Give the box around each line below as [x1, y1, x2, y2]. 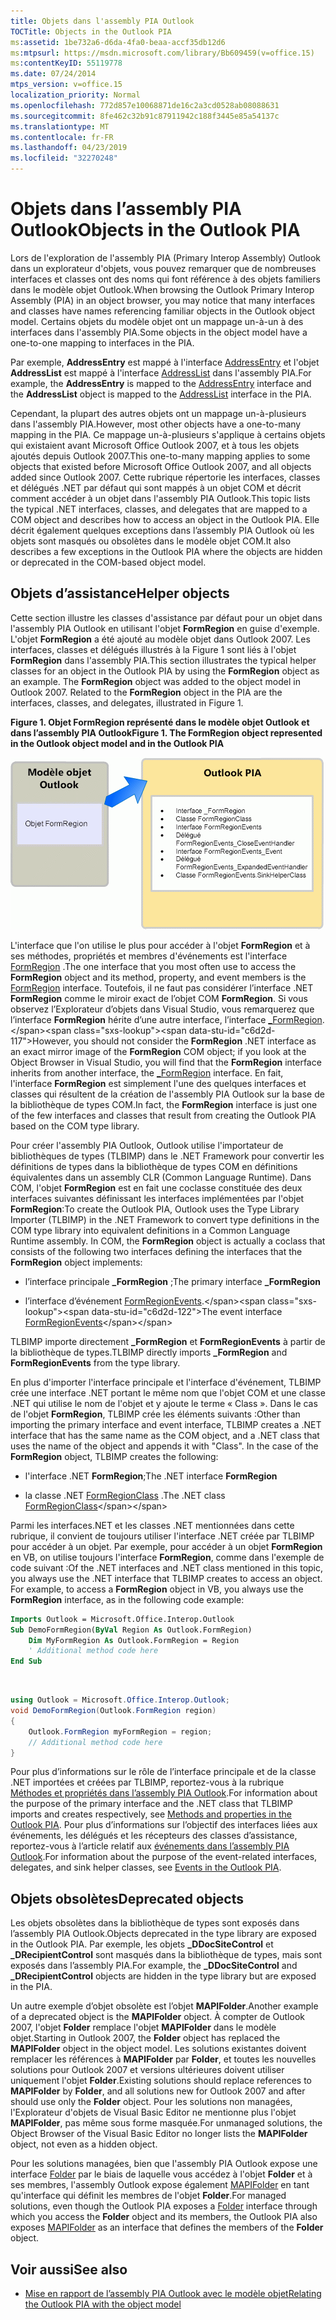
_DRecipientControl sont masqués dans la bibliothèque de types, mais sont [10, 1949, 323, 1961]
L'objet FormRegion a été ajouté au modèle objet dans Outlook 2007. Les [10, 633, 311, 645]
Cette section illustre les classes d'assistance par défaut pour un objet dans [10, 611, 323, 624]
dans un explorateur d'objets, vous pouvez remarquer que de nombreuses [10, 262, 317, 274]
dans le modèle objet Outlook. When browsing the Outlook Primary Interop [10, 283, 315, 295]
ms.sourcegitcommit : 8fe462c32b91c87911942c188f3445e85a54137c [10, 111, 280, 121]
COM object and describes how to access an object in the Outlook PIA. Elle [10, 513, 320, 525]
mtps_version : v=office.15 [10, 80, 123, 90]
